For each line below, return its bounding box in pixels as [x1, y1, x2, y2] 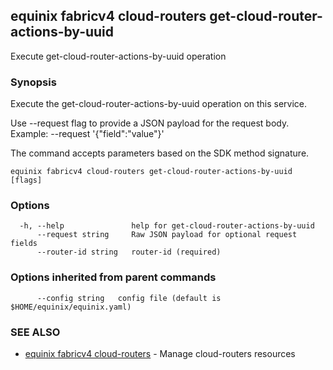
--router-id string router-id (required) [36, 247, 222, 258]
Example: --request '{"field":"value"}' [10, 128, 165, 140]
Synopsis [10, 75, 57, 89]
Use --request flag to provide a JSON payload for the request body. [10, 117, 290, 129]
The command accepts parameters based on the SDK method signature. [10, 147, 310, 159]
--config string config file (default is [36, 293, 222, 303]
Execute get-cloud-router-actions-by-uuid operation [10, 50, 227, 62]
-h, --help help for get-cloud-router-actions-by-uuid [19, 221, 315, 231]
